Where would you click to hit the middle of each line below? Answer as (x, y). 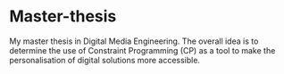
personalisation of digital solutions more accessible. (105, 60)
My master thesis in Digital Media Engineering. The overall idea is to (134, 41)
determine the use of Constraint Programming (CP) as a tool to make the (142, 50)
